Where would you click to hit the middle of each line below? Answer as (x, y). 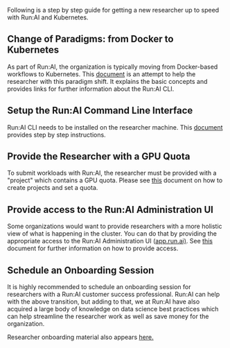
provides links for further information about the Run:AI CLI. (91, 89)
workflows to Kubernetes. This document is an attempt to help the (101, 74)
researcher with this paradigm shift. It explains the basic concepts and (107, 81)
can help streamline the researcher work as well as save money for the (108, 316)
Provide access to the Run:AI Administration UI (110, 210)
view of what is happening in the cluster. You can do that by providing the (112, 234)
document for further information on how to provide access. (93, 248)
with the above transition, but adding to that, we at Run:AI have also (104, 302)
